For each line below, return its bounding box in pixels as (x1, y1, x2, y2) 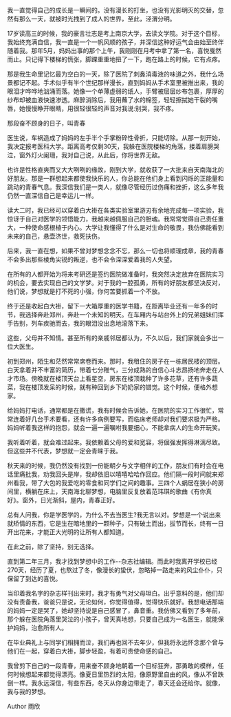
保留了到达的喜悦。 (7, 575, 62, 582)
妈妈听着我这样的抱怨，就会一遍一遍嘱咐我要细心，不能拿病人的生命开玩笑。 (7, 424, 224, 431)
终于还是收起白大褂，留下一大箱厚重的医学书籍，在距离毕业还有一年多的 (7, 302, 212, 310)
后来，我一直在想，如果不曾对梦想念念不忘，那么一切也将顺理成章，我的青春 (7, 247, 224, 255)
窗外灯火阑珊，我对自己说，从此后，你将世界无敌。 (19, 151, 164, 159)
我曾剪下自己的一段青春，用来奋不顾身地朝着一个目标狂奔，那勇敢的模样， (7, 662, 218, 669)
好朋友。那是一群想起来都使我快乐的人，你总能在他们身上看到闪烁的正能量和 (7, 175, 224, 182)
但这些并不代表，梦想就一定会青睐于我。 (7, 447, 122, 455)
